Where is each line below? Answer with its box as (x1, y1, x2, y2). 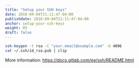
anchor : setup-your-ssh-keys (5, 21, 65, 26)
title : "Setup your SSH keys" (5, 7, 67, 12)
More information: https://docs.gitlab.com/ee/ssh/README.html (5, 57, 134, 63)
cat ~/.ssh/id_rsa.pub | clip (5, 48, 67, 53)
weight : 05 (5, 26, 28, 31)
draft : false (5, 30, 32, 35)
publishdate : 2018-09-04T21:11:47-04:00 (5, 16, 89, 21)
